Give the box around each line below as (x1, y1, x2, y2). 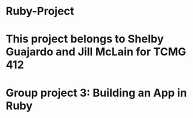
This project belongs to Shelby (5, 32, 164, 46)
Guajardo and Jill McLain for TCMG (5, 45, 187, 59)
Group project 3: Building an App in (5, 86, 188, 100)
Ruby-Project (5, 4, 75, 18)
